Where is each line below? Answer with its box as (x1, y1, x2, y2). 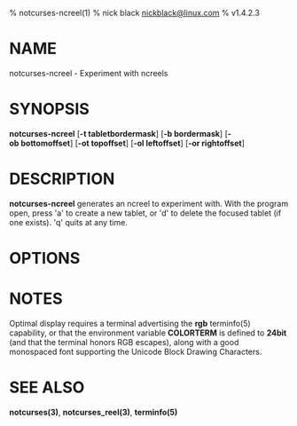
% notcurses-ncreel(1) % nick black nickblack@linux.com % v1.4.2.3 (9, 8, 260, 18)
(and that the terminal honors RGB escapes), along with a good (9, 336, 239, 347)
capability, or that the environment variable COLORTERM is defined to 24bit (9, 327, 287, 338)
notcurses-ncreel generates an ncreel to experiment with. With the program (9, 198, 289, 209)
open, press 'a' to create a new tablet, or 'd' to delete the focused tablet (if (9, 208, 282, 218)
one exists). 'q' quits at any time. (9, 217, 129, 227)
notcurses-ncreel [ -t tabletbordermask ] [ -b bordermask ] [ (9, 128, 229, 138)
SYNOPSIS (9, 99, 90, 119)
